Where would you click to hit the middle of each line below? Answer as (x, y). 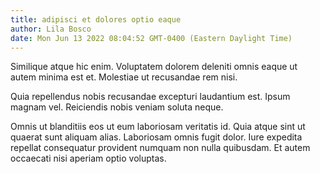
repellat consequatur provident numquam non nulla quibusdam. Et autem (160, 148)
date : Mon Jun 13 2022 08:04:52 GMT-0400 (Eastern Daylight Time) (151, 38)
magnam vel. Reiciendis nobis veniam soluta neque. (117, 107)
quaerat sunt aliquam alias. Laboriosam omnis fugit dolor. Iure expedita (156, 137)
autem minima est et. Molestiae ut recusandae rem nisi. (124, 77)
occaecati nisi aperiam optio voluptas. (88, 158)
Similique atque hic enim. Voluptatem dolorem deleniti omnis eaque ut (154, 67)
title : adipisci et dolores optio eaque (96, 19)
